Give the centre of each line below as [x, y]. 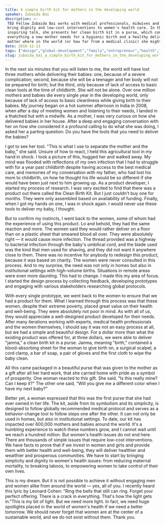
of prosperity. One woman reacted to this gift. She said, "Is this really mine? [82, 378]
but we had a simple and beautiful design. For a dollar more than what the [80, 332]
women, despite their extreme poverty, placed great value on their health [79, 306]
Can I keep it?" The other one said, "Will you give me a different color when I [82, 384]
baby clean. [17, 358]
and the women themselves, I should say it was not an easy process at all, [80, 327]
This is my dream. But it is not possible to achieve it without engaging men [80, 481]
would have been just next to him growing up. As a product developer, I [77, 183]
